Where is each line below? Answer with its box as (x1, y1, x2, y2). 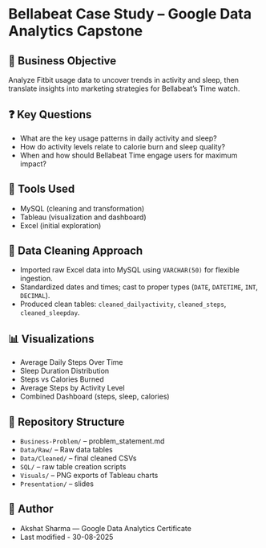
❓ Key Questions (8, 108, 92, 121)
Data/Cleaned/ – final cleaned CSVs (19, 453, 137, 463)
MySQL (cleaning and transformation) (19, 203, 145, 213)
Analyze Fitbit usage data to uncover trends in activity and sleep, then (8, 76, 239, 84)
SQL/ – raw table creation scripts (19, 462, 127, 472)
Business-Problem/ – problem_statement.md (19, 436, 165, 446)
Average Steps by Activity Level (19, 383, 126, 393)
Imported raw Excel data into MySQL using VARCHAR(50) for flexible (19, 265, 240, 275)
